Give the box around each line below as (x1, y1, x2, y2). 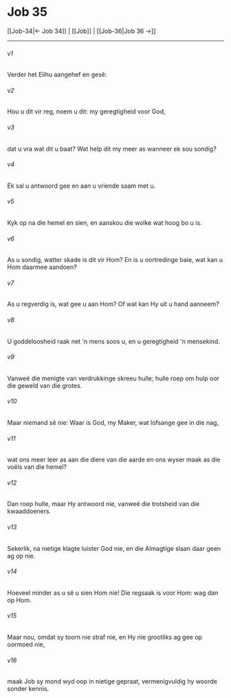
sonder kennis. (7, 685, 49, 693)
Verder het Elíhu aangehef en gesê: (7, 70, 107, 79)
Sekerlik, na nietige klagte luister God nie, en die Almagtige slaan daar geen (7, 544, 221, 552)
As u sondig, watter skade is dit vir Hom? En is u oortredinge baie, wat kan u (7, 256, 223, 264)
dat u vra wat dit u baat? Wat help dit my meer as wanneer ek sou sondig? (7, 144, 217, 153)
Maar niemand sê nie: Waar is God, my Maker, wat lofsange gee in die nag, (7, 418, 219, 426)
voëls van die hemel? (7, 463, 67, 471)
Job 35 (7, 4, 48, 20)
